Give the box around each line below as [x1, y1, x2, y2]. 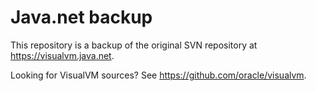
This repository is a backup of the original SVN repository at [10, 39, 258, 51]
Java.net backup [10, 6, 153, 29]
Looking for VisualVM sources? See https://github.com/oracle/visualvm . [10, 69, 307, 81]
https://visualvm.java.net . [10, 49, 115, 61]
